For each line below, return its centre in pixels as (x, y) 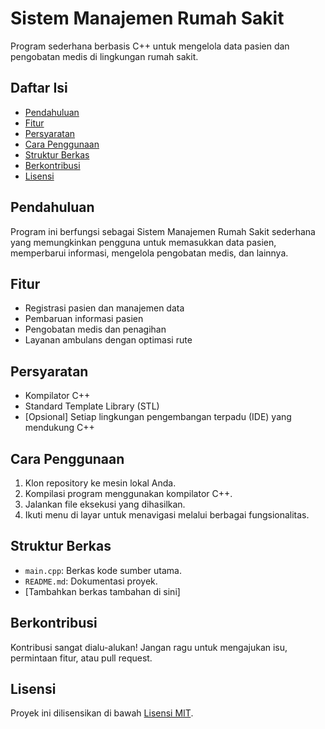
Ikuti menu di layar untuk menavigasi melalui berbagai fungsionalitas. (167, 515)
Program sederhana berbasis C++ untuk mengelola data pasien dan (150, 46)
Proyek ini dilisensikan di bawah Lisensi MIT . (102, 713)
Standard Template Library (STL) (92, 406)
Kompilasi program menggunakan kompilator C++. (128, 493)
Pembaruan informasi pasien (84, 319)
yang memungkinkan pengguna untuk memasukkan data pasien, (143, 242)
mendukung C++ (59, 428)
